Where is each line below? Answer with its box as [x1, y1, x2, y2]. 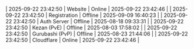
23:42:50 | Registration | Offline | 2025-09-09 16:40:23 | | [22, 12, 163, 19]
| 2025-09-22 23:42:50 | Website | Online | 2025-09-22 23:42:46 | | [5, 6, 172, 12]
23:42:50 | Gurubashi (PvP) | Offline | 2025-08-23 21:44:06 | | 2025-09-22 [5, 30, 188, 37]
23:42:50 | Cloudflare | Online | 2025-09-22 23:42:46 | [5, 37, 140, 43]
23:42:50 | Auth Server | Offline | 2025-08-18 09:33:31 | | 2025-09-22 [13, 18, 184, 24]
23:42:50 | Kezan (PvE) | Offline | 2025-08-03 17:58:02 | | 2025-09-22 [5, 24, 177, 31]
